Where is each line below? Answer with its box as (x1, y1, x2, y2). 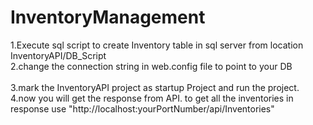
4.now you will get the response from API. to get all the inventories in (10, 92, 294, 104)
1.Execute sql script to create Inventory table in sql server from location (10, 39, 304, 51)
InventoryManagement (10, 6, 206, 29)
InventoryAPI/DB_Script (10, 49, 107, 61)
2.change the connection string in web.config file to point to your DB (10, 60, 293, 72)
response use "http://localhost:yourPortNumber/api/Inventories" (10, 102, 275, 115)
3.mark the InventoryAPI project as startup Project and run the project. (10, 81, 300, 93)
